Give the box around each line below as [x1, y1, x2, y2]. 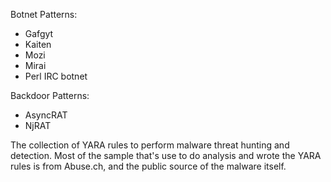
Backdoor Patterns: [10, 90, 90, 101]
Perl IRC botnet [24, 70, 88, 82]
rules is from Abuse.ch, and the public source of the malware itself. [10, 160, 287, 172]
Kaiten [24, 39, 52, 50]
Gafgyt [24, 28, 54, 39]
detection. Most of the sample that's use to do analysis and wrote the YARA [10, 150, 322, 161]
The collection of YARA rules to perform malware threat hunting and [10, 139, 290, 151]
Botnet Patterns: [10, 9, 78, 20]
